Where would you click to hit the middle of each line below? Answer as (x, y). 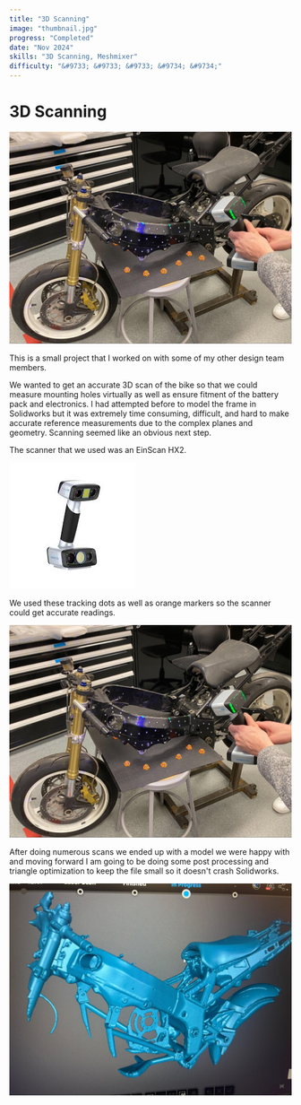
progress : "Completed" (52, 38)
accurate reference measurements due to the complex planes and (131, 423)
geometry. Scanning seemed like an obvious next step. (111, 433)
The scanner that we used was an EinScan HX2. (98, 450)
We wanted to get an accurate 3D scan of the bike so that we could (133, 385)
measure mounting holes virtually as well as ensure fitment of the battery (144, 395)
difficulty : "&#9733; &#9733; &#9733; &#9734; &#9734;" (116, 66)
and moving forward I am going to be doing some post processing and (139, 861)
